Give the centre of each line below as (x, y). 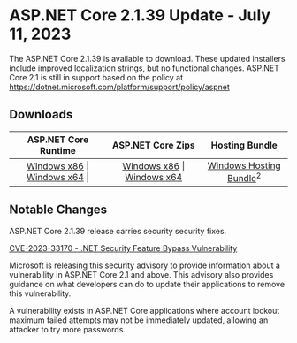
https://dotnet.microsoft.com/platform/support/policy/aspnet (119, 87)
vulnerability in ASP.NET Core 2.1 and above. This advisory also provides (141, 274)
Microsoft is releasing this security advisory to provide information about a (145, 265)
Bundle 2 (244, 177)
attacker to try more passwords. (68, 329)
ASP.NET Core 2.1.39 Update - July (140, 15)
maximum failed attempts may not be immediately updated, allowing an (139, 320)
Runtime (58, 150)
